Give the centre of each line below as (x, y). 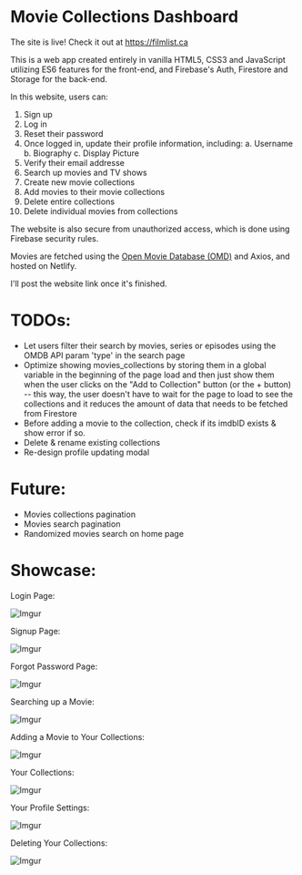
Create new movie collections (79, 182)
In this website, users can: (59, 97)
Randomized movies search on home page (104, 533)
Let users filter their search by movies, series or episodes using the (150, 345)
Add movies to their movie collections (94, 191)
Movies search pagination (72, 524)
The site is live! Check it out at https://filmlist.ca (100, 42)
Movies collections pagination (79, 514)
